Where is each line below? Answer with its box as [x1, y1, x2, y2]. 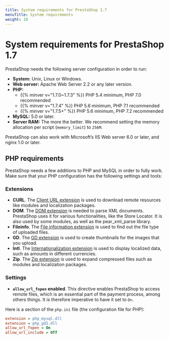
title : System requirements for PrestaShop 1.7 [5, 7, 107, 13]
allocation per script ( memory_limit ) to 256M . [12, 124, 103, 131]
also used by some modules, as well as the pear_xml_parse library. [12, 219, 151, 225]
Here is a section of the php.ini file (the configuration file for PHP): [5, 306, 145, 312]
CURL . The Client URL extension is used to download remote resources [12, 197, 161, 203]
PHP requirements [5, 154, 64, 162]
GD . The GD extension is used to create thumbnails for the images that [12, 235, 160, 241]
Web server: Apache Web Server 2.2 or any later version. [12, 81, 133, 88]
